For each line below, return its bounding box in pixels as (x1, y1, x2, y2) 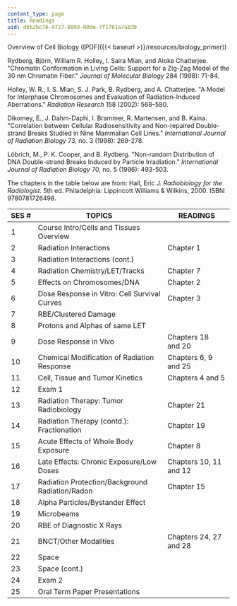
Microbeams (37, 509, 80, 519)
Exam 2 (37, 576, 63, 585)
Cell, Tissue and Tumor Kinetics (37, 373, 143, 383)
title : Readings (7, 17, 55, 24)
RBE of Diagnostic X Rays (37, 520, 122, 530)
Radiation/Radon (37, 486, 93, 496)
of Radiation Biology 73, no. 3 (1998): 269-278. (7, 136, 144, 145)
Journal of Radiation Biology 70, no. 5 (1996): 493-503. (7, 165, 169, 174)
